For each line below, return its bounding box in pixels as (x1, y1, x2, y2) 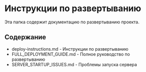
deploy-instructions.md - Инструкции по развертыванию (11, 46, 128, 52)
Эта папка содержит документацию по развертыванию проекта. (4, 19, 140, 25)
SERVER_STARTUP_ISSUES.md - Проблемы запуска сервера (11, 61, 137, 67)
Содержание (4, 33, 47, 41)
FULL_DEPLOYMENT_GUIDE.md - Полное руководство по (11, 51, 130, 57)
